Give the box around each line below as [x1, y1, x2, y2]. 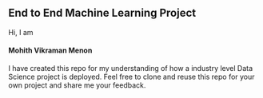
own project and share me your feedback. [8, 80, 146, 90]
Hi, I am [8, 27, 34, 37]
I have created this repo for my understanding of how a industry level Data [8, 64, 253, 73]
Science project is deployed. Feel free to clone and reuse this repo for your [8, 72, 255, 82]
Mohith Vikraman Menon [8, 45, 93, 55]
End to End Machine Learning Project [8, 6, 197, 20]
